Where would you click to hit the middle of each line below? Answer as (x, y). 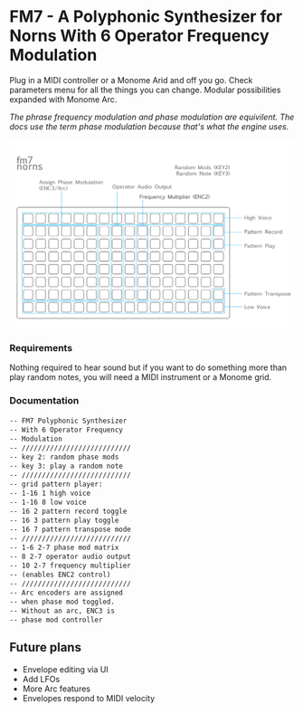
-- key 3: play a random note (66, 466)
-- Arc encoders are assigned (66, 593)
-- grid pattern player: (56, 484)
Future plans (45, 647)
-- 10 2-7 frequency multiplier (70, 566)
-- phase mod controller (56, 620)
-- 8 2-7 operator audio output (70, 556)
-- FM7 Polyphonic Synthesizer (68, 421)
